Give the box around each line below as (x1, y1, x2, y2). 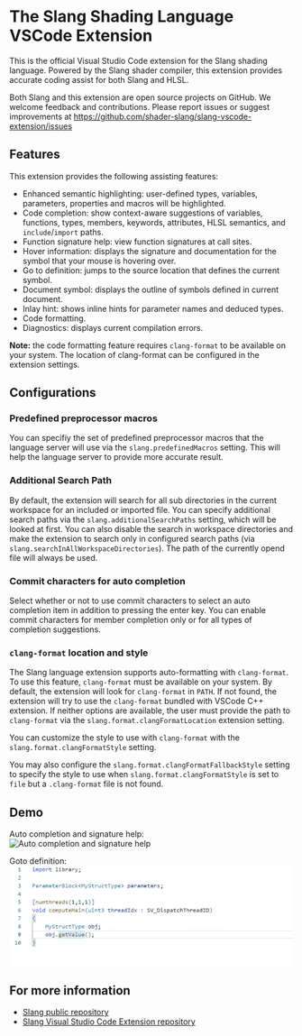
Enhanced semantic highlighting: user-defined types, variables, (22, 188, 259, 199)
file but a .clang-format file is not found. (9, 778, 164, 790)
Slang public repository (22, 1007, 110, 1018)
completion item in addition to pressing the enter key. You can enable (9, 605, 266, 616)
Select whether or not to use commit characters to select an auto (9, 595, 251, 606)
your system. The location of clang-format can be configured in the (9, 349, 260, 360)
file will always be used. (9, 552, 98, 563)
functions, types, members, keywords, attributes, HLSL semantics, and (22, 216, 286, 227)
